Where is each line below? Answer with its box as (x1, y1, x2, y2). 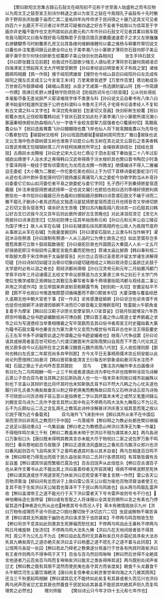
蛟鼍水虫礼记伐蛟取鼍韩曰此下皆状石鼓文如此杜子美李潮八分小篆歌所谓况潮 (5, 114, 154, 119)
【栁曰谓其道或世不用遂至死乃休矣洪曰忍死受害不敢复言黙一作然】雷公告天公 (5, 472, 158, 478)
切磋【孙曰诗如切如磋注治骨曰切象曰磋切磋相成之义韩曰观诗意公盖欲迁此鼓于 (5, 260, 158, 265)
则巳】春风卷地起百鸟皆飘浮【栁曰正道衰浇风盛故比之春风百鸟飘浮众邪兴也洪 (5, 442, 158, 447)
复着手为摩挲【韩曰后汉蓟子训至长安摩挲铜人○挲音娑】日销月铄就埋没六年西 (5, 308, 158, 314)
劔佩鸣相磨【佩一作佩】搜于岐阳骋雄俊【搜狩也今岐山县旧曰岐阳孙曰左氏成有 (5, 71, 158, 77)
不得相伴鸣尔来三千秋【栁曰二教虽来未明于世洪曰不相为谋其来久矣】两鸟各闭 (5, 430, 158, 435)
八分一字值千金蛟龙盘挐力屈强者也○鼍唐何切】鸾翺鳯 (51, 120, 158, 125)
